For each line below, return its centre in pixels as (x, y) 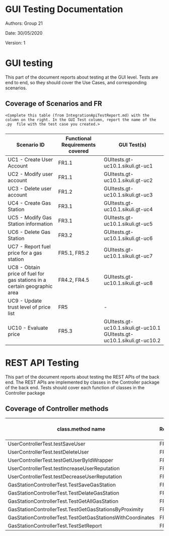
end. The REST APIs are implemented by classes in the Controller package (82, 382)
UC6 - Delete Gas (29, 232)
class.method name (81, 429)
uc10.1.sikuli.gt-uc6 (128, 238)
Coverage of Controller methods (57, 409)
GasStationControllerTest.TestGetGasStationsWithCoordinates (81, 518)
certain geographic (30, 286)
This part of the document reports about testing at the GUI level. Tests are (82, 77)
